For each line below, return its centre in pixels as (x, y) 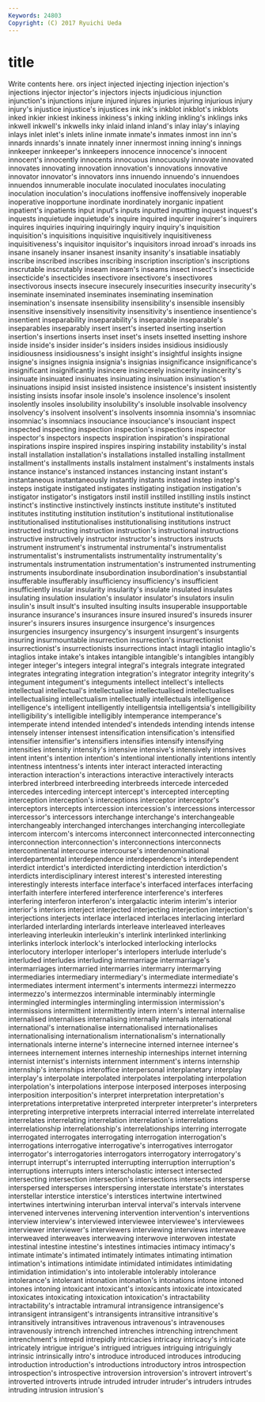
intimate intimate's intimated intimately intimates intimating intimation (121, 1255)
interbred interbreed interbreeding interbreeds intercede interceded (119, 783)
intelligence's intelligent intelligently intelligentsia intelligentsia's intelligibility (132, 707)
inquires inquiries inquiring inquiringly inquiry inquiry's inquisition (114, 228)
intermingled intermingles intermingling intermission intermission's (117, 1002)
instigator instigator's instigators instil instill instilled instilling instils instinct (129, 497)
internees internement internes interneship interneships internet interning (128, 1053)
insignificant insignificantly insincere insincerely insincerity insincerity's (125, 370)
